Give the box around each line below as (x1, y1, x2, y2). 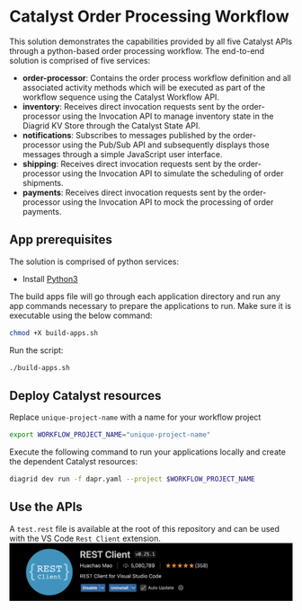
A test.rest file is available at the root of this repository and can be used (9, 523, 280, 534)
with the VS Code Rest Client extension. (9, 533, 162, 544)
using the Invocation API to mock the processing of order (62, 196, 274, 208)
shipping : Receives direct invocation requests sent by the (22, 158, 236, 169)
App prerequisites (9, 232, 112, 248)
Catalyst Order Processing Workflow (9, 6, 289, 27)
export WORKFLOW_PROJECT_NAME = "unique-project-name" (9, 430, 211, 439)
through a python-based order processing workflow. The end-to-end (9, 45, 265, 56)
